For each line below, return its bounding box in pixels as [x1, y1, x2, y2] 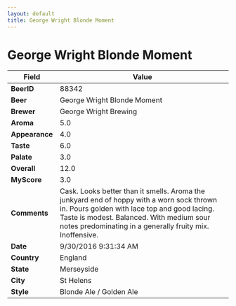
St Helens [59, 276, 92, 286]
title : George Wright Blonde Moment [7, 17, 114, 24]
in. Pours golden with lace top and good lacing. [59, 204, 215, 214]
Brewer [11, 106, 36, 116]
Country [11, 253, 39, 263]
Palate [11, 152, 33, 162]
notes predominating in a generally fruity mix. [59, 221, 209, 231]
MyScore [11, 175, 42, 185]
